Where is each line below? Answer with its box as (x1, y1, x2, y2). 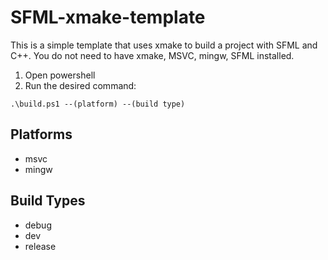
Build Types (10, 192, 86, 210)
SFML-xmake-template (10, 6, 206, 29)
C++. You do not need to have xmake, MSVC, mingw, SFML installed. (10, 49, 295, 61)
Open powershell (24, 69, 96, 81)
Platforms (10, 126, 73, 143)
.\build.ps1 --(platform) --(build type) (10, 99, 186, 109)
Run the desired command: (24, 79, 137, 91)
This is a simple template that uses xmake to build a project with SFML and (10, 39, 318, 51)
